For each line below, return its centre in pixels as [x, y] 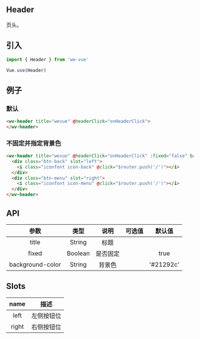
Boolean [78, 253]
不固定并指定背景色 [34, 143]
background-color [35, 264]
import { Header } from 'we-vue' [48, 59]
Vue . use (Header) [26, 70]
